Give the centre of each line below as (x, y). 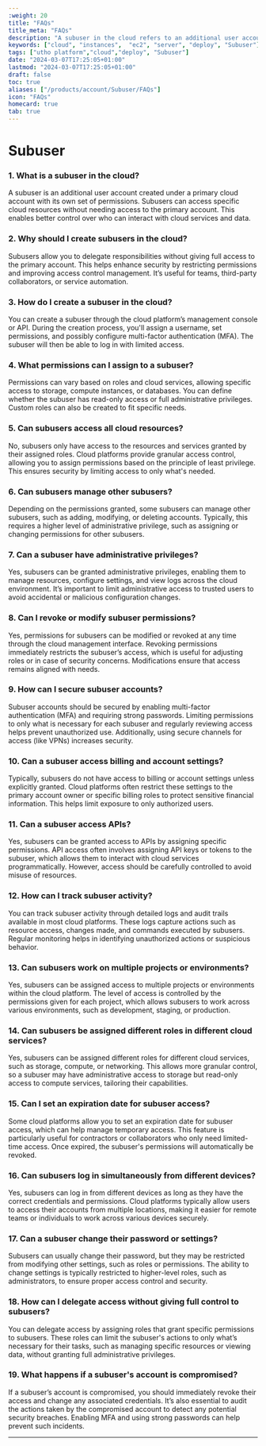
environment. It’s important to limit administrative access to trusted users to (131, 589)
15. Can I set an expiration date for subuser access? (109, 1104)
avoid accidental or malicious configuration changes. (94, 597)
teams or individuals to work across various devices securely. (109, 1218)
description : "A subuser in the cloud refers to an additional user (123, 38)
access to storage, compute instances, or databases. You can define (120, 391)
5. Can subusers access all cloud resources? (96, 428)
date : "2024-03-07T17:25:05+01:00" (67, 60)
